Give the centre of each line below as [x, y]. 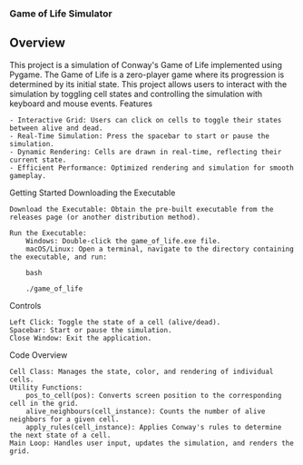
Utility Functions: [46, 387]
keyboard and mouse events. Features [81, 104]
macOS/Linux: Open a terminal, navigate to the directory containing [160, 249]
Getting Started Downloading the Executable [93, 193]
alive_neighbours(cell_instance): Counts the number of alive [146, 411]
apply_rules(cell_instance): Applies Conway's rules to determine [154, 427]
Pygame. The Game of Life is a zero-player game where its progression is [147, 74]
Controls [25, 305]
